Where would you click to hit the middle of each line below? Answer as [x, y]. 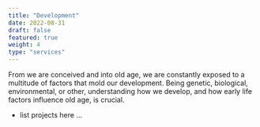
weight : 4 [24, 45]
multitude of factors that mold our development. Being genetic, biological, [128, 83]
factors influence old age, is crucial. [66, 100]
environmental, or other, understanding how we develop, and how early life [130, 91]
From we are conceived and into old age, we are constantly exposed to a [126, 75]
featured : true [33, 37]
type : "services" [37, 52]
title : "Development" [44, 15]
